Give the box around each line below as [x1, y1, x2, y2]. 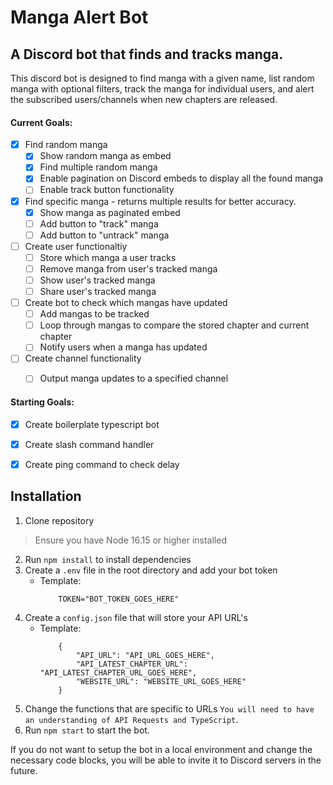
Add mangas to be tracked [39, 308, 150, 320]
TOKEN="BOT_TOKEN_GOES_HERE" [58, 594, 180, 604]
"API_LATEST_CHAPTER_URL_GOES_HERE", [39, 667, 198, 678]
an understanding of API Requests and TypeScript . [24, 713, 239, 725]
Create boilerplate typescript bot [24, 418, 160, 430]
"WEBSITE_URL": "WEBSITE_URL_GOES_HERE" [75, 676, 247, 686]
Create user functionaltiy [24, 240, 128, 252]
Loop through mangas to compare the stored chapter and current [39, 319, 310, 331]
